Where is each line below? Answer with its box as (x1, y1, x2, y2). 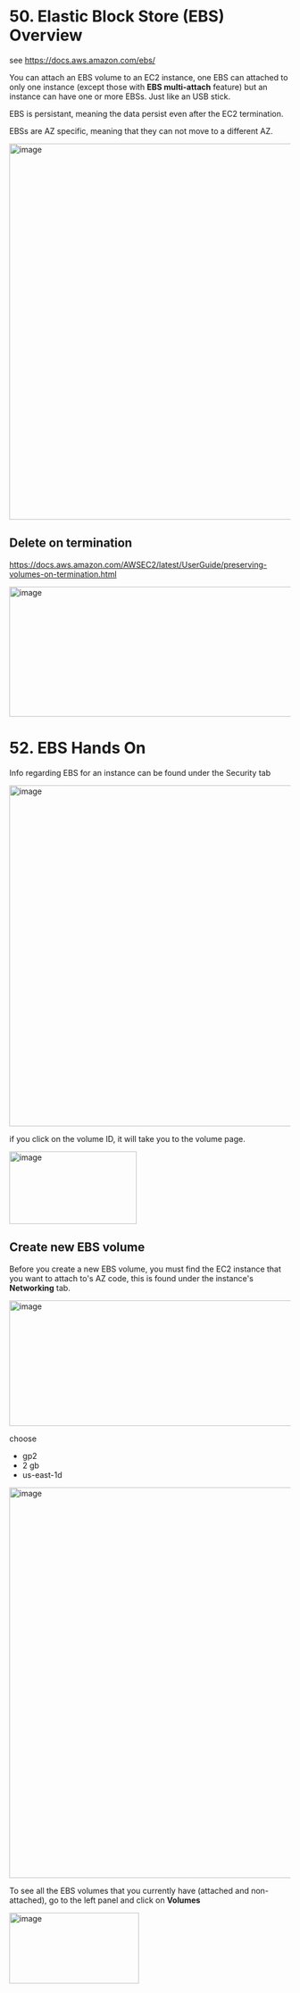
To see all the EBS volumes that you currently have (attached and (9, 1885, 250, 1896)
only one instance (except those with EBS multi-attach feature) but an (9, 81, 268, 92)
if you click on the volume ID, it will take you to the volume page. (9, 1133, 246, 1144)
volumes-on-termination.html (9, 569, 118, 580)
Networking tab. (9, 1282, 71, 1293)
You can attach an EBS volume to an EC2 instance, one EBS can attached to (9, 71, 288, 82)
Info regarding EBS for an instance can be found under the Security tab (9, 767, 271, 778)
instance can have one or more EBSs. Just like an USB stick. (9, 91, 230, 102)
